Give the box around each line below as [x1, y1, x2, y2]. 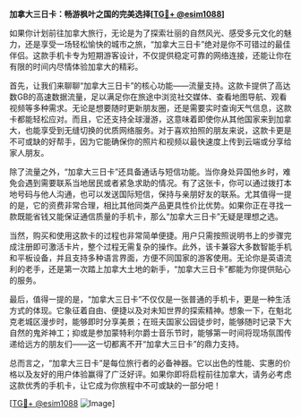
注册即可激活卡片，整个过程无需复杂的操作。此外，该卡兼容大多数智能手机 [16, 242, 292, 251]
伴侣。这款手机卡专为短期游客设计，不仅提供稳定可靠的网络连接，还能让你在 [9, 50, 292, 61]
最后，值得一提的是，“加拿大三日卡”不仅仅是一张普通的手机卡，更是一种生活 [9, 294, 291, 304]
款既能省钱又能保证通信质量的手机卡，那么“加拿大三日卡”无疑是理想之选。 [9, 211, 284, 222]
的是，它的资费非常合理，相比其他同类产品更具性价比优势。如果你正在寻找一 [9, 200, 292, 210]
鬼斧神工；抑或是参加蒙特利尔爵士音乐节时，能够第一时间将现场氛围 [32, 328, 284, 338]
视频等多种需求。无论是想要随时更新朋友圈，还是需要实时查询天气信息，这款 [9, 103, 292, 113]
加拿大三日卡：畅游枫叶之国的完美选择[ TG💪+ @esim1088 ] [9, 9, 226, 19]
